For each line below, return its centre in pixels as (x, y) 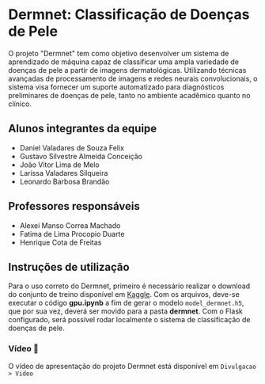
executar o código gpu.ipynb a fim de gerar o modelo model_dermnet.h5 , (126, 303)
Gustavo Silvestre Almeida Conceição (81, 156)
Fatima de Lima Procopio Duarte (72, 234)
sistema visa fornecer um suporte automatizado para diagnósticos (116, 87)
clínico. (20, 104)
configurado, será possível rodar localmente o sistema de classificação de (129, 320)
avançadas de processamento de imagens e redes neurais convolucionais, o (133, 78)
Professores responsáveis (74, 206)
